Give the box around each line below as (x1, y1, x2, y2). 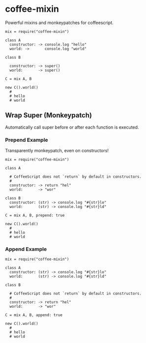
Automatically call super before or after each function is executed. (5, 124, 139, 130)
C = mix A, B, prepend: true (5, 213, 65, 218)
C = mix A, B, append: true (5, 313, 63, 317)
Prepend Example (5, 136, 48, 143)
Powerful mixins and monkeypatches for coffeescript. (5, 20, 114, 26)
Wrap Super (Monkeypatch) (5, 111, 92, 120)
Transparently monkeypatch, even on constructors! (5, 148, 109, 154)
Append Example (5, 245, 47, 252)
